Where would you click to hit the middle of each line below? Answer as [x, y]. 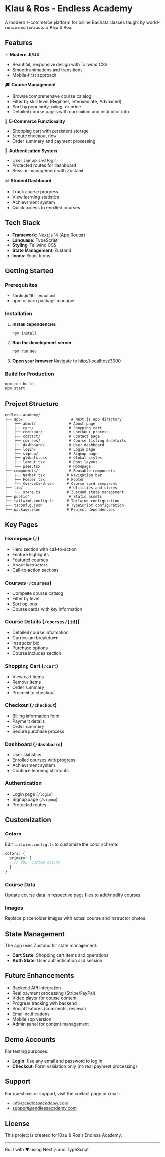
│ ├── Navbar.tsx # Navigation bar [54, 475]
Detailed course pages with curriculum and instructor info [70, 111]
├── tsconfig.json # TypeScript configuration [65, 505]
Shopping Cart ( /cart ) [32, 666]
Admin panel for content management [51, 1024]
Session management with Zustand [48, 170]
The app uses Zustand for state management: [51, 946]
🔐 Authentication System [31, 151]
